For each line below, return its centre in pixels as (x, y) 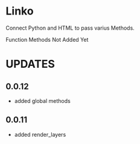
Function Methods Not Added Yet (47, 39)
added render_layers (40, 134)
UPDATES (30, 64)
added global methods (42, 100)
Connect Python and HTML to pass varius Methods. (70, 28)
